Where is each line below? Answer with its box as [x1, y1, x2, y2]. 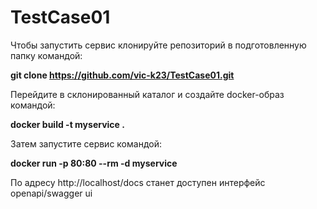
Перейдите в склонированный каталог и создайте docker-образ [10, 88, 285, 100]
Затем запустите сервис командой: [10, 137, 162, 150]
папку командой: [10, 49, 83, 61]
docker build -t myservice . [10, 118, 125, 130]
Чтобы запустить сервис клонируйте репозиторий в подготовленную [10, 39, 307, 51]
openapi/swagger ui [10, 187, 93, 199]
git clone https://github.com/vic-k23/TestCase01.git [10, 69, 235, 81]
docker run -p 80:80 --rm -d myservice [10, 157, 178, 169]
